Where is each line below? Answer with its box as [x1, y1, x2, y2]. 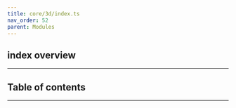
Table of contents [7, 81, 86, 93]
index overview [7, 49, 76, 61]
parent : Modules [7, 23, 55, 30]
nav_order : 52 [7, 17, 49, 24]
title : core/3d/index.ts [7, 10, 80, 18]
